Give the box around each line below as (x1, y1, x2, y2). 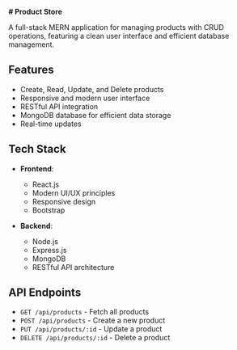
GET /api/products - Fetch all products (19, 307, 150, 317)
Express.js (32, 245, 67, 255)
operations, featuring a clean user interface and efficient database (8, 32, 230, 40)
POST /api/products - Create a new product (19, 315, 166, 326)
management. (8, 40, 55, 49)
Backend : (19, 221, 53, 230)
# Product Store (8, 7, 63, 16)
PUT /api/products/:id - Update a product (19, 324, 163, 334)
